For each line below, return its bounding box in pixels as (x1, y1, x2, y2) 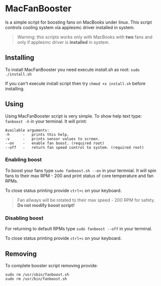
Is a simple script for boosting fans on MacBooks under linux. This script (5, 19, 152, 25)
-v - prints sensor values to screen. (5, 136, 100, 141)
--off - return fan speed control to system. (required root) (5, 145, 144, 150)
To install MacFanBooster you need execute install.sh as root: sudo (5, 66, 140, 72)
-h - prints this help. (5, 132, 69, 137)
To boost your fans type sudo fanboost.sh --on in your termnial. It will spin (5, 167, 157, 173)
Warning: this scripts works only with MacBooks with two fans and (17, 34, 153, 40)
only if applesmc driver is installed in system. (17, 39, 110, 45)
